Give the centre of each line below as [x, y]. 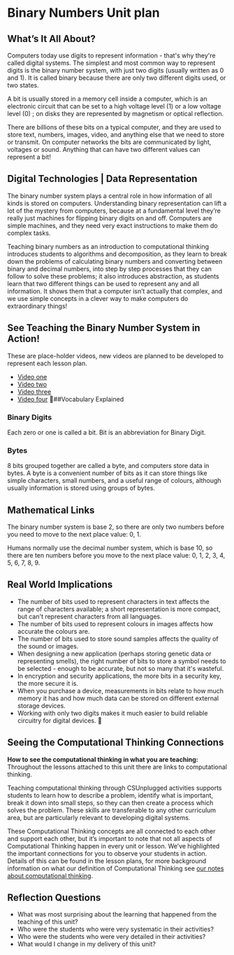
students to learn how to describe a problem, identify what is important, [110, 795]
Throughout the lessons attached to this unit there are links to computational [117, 767]
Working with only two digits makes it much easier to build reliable [112, 713]
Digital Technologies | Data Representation [102, 179]
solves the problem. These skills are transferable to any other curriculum [112, 810]
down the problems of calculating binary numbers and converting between [115, 261]
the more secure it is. [48, 683]
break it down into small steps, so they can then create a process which [110, 802]
